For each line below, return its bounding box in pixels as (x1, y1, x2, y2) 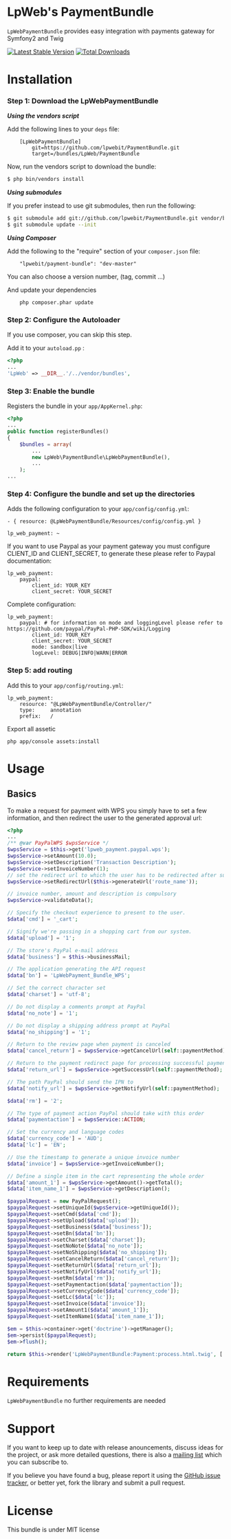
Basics (7, 788, 36, 800)
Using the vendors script (7, 111, 80, 120)
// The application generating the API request (7, 966, 146, 973)
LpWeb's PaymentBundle (7, 4, 154, 20)
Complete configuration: (7, 600, 76, 609)
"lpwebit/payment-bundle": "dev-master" (19, 261, 137, 268)
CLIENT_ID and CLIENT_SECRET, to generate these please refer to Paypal (7, 550, 215, 558)
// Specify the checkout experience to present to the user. (7, 910, 186, 916)
